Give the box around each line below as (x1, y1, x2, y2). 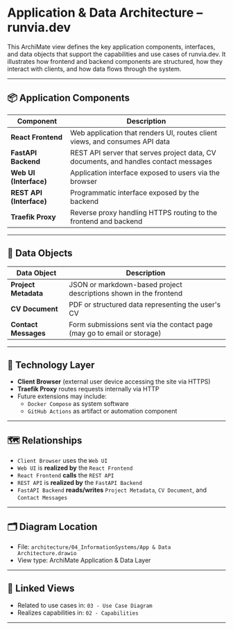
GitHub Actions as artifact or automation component (27, 407, 178, 416)
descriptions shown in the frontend (69, 288, 183, 298)
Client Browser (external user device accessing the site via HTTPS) (17, 377, 211, 386)
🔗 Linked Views (7, 583, 75, 595)
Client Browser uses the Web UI (17, 457, 108, 465)
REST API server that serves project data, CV (70, 148, 216, 157)
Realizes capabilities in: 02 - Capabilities (17, 608, 139, 617)
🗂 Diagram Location (7, 520, 98, 532)
